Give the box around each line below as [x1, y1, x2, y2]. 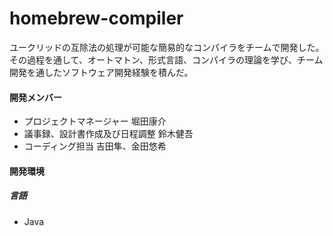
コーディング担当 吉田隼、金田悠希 [23, 140, 167, 152]
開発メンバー [9, 91, 62, 103]
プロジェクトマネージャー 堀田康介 [23, 115, 167, 127]
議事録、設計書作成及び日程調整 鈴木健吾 [23, 128, 194, 140]
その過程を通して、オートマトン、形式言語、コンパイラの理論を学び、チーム [9, 53, 324, 66]
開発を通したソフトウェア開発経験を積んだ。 [9, 66, 194, 78]
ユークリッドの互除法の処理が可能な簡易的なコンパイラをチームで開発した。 [9, 41, 325, 53]
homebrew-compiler [9, 7, 184, 30]
